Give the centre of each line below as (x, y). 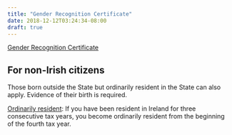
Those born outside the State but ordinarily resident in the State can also (114, 87)
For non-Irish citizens (56, 70)
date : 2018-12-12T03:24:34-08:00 (57, 21)
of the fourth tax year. (39, 124)
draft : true (25, 27)
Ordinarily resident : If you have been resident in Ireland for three (102, 109)
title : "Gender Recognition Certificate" (70, 14)
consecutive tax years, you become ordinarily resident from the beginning (116, 116)
